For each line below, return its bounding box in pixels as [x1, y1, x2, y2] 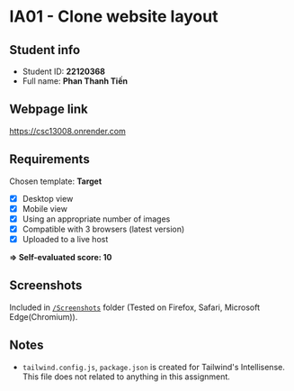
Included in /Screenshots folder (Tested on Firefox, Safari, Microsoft [9, 302, 261, 313]
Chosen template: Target [9, 176, 102, 186]
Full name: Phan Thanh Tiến [22, 76, 129, 86]
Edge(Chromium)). [9, 311, 78, 322]
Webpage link [9, 102, 88, 117]
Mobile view [22, 203, 67, 214]
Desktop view [22, 193, 74, 204]
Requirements [9, 151, 90, 168]
